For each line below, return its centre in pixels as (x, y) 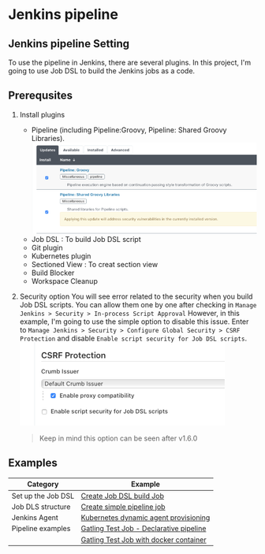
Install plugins (42, 114)
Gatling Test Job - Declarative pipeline (144, 529)
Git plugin (47, 247)
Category (43, 484)
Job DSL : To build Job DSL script (86, 239)
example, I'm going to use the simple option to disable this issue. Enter (134, 322)
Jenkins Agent (35, 518)
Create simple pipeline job (123, 507)
